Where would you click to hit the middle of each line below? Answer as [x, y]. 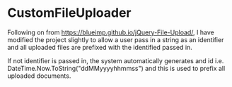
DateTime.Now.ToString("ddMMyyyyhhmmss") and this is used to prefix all [116, 68]
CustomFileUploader [69, 13]
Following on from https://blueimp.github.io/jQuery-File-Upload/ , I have [111, 32]
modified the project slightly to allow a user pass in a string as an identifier [116, 39]
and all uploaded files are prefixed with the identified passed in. [100, 47]
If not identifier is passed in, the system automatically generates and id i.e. [116, 60]
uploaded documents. [39, 76]
